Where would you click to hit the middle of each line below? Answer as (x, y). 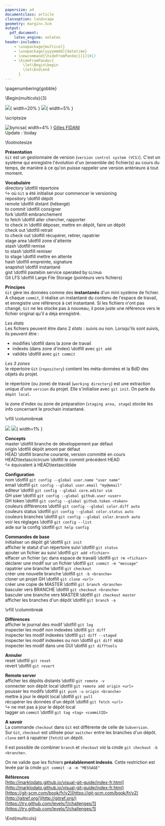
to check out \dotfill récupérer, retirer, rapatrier (53, 235)
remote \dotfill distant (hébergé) (38, 203)
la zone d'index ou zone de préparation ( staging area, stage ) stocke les (79, 404)
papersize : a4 (20, 10)
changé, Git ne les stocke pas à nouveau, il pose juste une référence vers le (83, 308)
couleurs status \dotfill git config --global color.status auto (69, 511)
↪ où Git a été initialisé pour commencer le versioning (61, 193)
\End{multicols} (21, 818)
